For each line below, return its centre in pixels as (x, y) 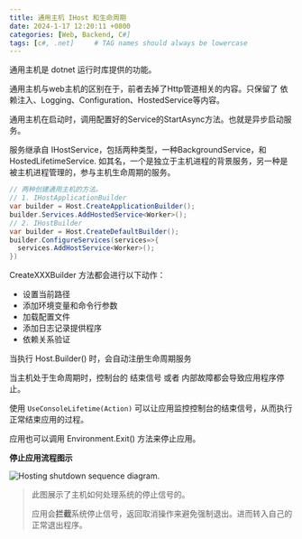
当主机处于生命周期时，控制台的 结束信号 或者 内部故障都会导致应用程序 (143, 378)
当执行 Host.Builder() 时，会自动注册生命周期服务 (101, 358)
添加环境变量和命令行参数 (70, 306)
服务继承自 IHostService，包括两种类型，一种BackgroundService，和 (138, 150)
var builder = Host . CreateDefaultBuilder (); (94, 231)
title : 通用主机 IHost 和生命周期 (68, 18)
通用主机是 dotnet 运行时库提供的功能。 (83, 70)
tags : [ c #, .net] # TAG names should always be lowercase (128, 43)
